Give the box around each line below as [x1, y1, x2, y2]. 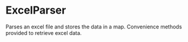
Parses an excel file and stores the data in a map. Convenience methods [5, 23, 182, 30]
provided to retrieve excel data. [5, 29, 82, 36]
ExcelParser [5, 4, 66, 17]
